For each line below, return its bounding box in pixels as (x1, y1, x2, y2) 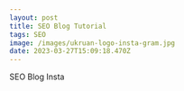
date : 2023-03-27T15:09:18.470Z (9, 47, 131, 56)
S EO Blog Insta (9, 71, 65, 82)
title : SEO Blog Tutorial (9, 22, 106, 31)
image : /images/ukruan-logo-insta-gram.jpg (9, 38, 176, 48)
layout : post (9, 13, 59, 23)
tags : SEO (9, 30, 47, 39)
